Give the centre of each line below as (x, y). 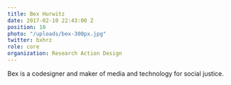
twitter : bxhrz (30, 40)
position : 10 (27, 27)
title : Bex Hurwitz (36, 14)
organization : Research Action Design (65, 54)
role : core (23, 47)
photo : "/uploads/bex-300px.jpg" (57, 34)
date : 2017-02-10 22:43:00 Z (50, 21)
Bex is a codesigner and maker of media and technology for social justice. (116, 73)
